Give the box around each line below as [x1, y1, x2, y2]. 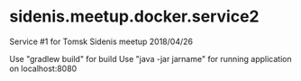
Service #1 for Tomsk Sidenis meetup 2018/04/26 [9, 36, 194, 47]
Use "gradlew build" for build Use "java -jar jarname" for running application [9, 53, 292, 64]
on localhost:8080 [9, 63, 78, 74]
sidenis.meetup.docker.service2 [9, 6, 260, 27]
